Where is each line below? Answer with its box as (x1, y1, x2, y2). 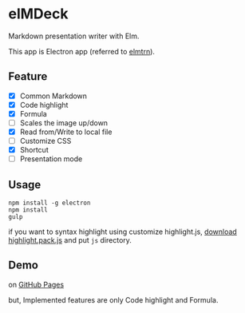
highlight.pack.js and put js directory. (8, 236, 132, 245)
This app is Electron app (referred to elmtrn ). (8, 46, 156, 56)
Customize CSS (19, 137, 72, 146)
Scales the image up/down (19, 117, 109, 128)
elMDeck (8, 5, 69, 23)
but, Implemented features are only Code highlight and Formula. (8, 295, 219, 304)
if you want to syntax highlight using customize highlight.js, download (8, 227, 237, 236)
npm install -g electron (8, 199, 91, 208)
